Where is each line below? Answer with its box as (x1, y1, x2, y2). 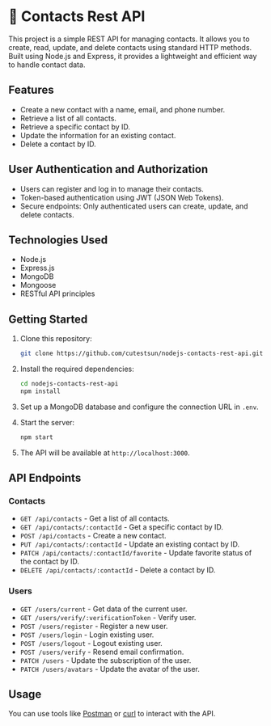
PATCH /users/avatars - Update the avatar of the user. (19, 664, 200, 673)
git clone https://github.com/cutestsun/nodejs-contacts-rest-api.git (19, 349, 264, 358)
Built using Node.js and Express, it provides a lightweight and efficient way (8, 51, 257, 61)
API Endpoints (8, 471, 82, 485)
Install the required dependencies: (19, 364, 135, 374)
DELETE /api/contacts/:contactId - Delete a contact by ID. (19, 565, 216, 575)
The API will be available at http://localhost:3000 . (19, 448, 190, 458)
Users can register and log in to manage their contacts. (19, 184, 204, 193)
